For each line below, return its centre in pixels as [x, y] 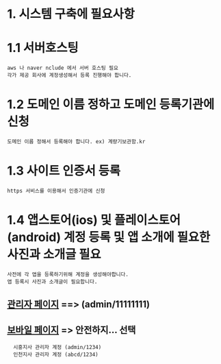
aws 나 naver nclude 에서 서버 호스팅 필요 [63, 68]
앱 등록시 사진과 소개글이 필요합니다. [52, 282]
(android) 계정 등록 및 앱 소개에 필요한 [109, 238]
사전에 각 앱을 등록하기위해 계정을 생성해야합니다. [68, 274]
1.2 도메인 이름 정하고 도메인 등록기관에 [111, 105]
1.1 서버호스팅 [43, 48]
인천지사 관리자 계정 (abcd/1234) [56, 355]
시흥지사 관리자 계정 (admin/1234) [57, 348]
